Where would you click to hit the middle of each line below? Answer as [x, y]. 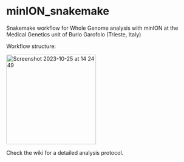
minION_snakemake [58, 11]
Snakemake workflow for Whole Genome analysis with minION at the [92, 28]
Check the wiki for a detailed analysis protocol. [65, 152]
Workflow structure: [31, 46]
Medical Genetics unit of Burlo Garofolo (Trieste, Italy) [74, 34]
